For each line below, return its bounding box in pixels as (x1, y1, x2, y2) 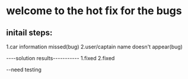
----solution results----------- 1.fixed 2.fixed (6, 55, 115, 61)
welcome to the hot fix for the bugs (6, 4, 182, 18)
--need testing (6, 66, 42, 73)
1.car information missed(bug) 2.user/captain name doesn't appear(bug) (6, 43, 183, 50)
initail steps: (6, 28, 53, 38)
